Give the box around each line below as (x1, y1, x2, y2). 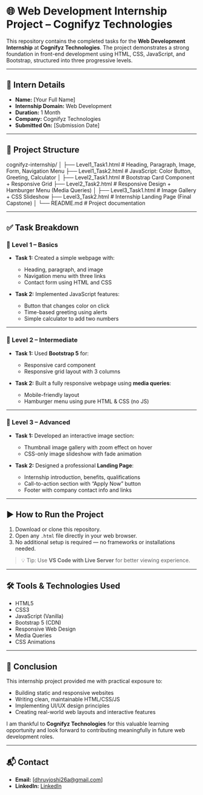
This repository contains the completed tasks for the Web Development (6, 37, 185, 45)
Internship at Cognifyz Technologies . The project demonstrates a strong (6, 43, 189, 51)
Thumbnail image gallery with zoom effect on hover (24, 443, 153, 451)
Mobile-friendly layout (24, 391, 80, 398)
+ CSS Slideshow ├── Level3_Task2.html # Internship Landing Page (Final (6, 193, 192, 200)
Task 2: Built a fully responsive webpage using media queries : (14, 379, 172, 387)
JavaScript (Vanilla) (14, 613, 64, 620)
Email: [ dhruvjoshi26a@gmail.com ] (14, 776, 103, 784)
